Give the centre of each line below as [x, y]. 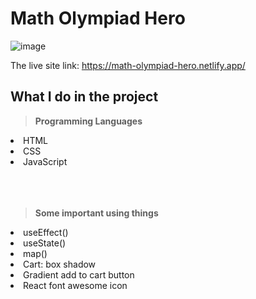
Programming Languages [88, 121]
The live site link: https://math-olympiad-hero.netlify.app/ [128, 65]
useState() [45, 243]
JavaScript [45, 161]
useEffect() [46, 232]
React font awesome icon [75, 285]
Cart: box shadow [60, 264]
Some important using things [96, 213]
